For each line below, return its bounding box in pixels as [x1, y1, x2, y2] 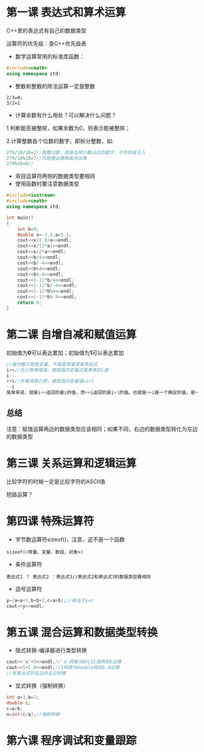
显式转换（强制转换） [15, 682, 69, 689]
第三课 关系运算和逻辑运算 [6, 456, 137, 470]
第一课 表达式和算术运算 [6, 5, 126, 20]
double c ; [6, 700, 32, 706]
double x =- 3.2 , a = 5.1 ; [17, 232, 72, 238]
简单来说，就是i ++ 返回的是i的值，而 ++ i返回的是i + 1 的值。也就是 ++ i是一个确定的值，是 [6, 389, 195, 396]
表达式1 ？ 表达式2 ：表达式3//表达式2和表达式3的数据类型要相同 [6, 573, 151, 580]
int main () [6, 215, 34, 221]
